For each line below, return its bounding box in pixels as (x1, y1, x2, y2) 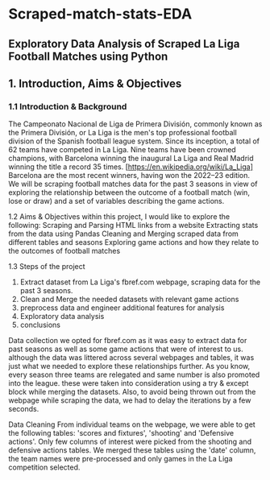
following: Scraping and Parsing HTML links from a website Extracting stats (8, 221, 259, 230)
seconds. (8, 404, 39, 414)
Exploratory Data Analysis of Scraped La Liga (8, 37, 240, 51)
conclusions (19, 320, 60, 330)
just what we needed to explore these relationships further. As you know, (8, 362, 251, 371)
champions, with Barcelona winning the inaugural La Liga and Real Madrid (8, 154, 254, 163)
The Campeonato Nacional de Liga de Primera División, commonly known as (8, 119, 263, 129)
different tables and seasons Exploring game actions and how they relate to (8, 238, 260, 247)
